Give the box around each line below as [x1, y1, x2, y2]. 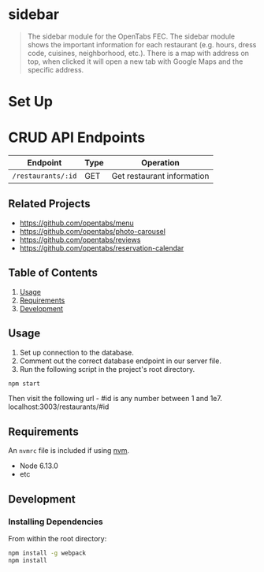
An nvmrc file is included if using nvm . [8, 446, 130, 455]
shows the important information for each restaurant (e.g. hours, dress [27, 39, 257, 49]
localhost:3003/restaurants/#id [8, 402, 110, 411]
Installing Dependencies [8, 516, 104, 527]
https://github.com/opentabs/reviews [19, 235, 141, 244]
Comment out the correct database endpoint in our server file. [19, 356, 222, 366]
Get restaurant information [111, 171, 210, 182]
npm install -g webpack [8, 549, 87, 557]
